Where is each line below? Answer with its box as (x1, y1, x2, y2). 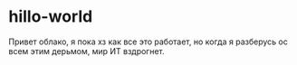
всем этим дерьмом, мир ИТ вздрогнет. (8, 45, 165, 56)
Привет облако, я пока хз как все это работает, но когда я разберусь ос (8, 36, 289, 47)
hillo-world (8, 6, 93, 27)
